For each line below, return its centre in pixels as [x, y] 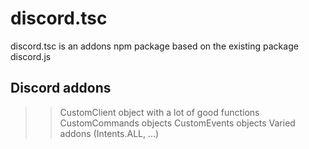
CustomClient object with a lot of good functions [159, 112]
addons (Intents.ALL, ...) [109, 133]
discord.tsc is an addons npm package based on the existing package [154, 46]
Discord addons [61, 88]
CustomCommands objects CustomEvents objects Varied [177, 123]
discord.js [31, 56]
